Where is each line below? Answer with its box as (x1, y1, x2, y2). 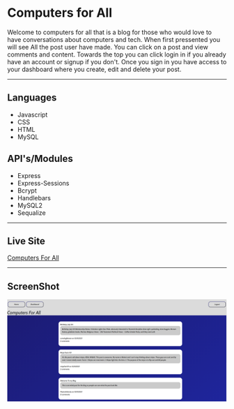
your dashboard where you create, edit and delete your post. (7, 65, 182, 73)
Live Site (7, 235, 45, 247)
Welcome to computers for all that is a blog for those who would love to (7, 28, 212, 36)
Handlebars (17, 193, 51, 202)
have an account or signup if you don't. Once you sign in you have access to (7, 57, 227, 66)
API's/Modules (7, 153, 73, 165)
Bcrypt (17, 186, 37, 195)
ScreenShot (7, 281, 60, 292)
